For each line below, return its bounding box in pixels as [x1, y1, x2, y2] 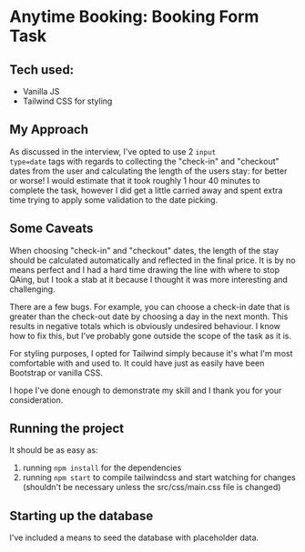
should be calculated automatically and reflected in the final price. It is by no [9, 255, 296, 266]
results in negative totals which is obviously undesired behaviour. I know [9, 320, 280, 331]
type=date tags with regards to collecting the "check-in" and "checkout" [9, 156, 280, 166]
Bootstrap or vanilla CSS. [9, 366, 103, 378]
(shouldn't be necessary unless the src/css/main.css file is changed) [22, 482, 281, 493]
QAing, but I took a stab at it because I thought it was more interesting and [9, 274, 289, 285]
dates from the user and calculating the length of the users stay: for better [9, 166, 288, 176]
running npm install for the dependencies [22, 462, 182, 474]
